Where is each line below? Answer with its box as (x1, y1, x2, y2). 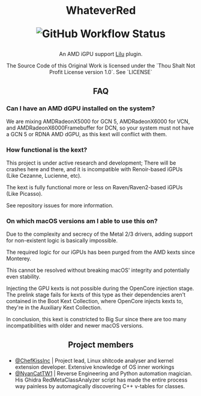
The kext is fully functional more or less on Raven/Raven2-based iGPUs (6, 184, 183, 191)
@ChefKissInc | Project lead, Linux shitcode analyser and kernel (14, 357, 174, 364)
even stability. (6, 273, 41, 280)
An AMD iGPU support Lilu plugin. (59, 51, 143, 58)
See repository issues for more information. (6, 202, 114, 209)
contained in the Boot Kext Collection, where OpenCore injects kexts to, (6, 298, 184, 305)
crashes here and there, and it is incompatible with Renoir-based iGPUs (6, 166, 183, 173)
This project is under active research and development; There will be (6, 159, 176, 166)
